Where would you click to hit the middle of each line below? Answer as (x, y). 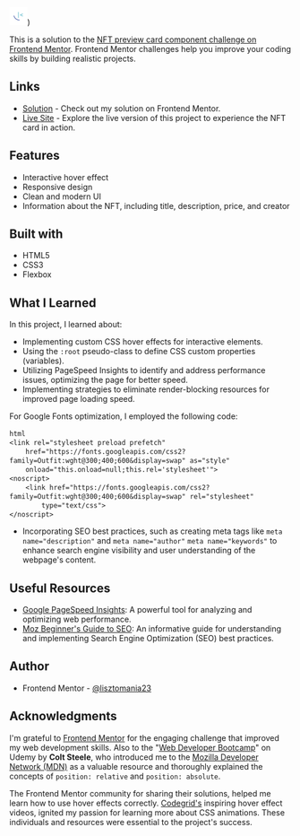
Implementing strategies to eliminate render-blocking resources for (146, 389)
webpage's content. (59, 560)
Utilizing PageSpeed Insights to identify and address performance (144, 370)
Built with (36, 235)
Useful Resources (60, 588)
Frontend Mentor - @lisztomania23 (87, 688)
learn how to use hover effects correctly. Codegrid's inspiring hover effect (146, 803)
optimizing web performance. (77, 619)
